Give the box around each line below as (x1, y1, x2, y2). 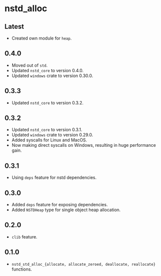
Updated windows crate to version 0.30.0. (11, 73, 93, 79)
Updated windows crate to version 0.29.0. (11, 132, 93, 138)
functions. (11, 266, 32, 272)
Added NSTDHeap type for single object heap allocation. (11, 207, 121, 213)
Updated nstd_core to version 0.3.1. (11, 127, 82, 133)
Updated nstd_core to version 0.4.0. (11, 67, 84, 73)
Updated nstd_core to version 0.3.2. (11, 99, 84, 105)
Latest (4, 22, 24, 31)
